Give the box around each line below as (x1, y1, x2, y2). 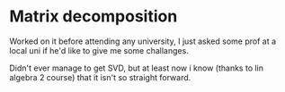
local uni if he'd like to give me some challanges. (9, 45, 189, 55)
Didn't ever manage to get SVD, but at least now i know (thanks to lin (9, 63, 263, 73)
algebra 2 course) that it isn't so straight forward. (9, 71, 191, 82)
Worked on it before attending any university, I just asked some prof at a (9, 36, 277, 46)
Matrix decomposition (9, 6, 178, 27)
